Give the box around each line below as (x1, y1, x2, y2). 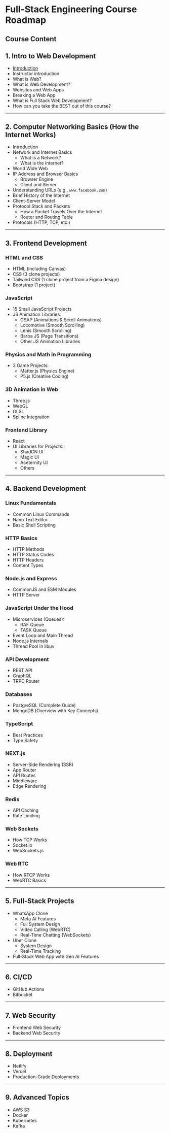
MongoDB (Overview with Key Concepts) (12, 708, 99, 714)
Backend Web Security (12, 1030, 61, 1036)
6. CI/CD (5, 973, 32, 981)
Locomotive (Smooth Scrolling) (20, 322, 85, 328)
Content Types (12, 562, 44, 569)
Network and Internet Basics (12, 149, 72, 155)
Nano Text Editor (12, 516, 48, 522)
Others (20, 465, 34, 471)
